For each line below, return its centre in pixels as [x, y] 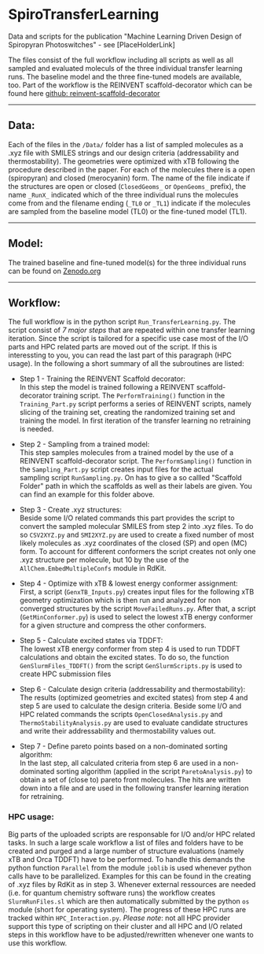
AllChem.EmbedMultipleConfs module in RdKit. [93, 568]
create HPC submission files [65, 674]
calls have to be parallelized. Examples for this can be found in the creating [130, 876]
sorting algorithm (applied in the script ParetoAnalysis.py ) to [154, 771]
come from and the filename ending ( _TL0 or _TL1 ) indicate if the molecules [130, 203]
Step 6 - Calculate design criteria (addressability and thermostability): [132, 690]
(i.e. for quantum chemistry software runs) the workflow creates [112, 893]
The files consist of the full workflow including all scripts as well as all [121, 60]
